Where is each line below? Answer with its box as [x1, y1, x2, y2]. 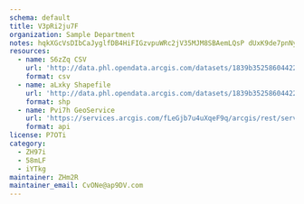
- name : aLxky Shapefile [17, 80, 111, 89]
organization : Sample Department [9, 30, 136, 39]
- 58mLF [17, 155, 47, 165]
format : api [25, 123, 71, 132]
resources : [9, 47, 51, 56]
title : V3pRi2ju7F [9, 22, 79, 31]
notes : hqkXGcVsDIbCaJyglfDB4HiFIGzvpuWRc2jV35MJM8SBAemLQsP [9, 38, 245, 48]
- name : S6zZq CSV [17, 55, 88, 64]
